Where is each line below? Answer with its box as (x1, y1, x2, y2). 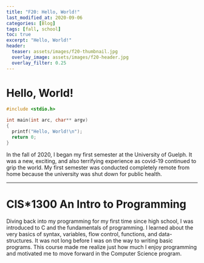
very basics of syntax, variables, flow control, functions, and (6, 230, 158, 237)
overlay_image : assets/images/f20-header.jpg (12, 54, 129, 60)
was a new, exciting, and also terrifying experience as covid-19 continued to (6, 157, 197, 164)
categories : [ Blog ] (6, 20, 56, 26)
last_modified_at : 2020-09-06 (6, 15, 83, 21)
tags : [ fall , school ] (6, 26, 61, 32)
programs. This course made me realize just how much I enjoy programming (6, 243, 197, 250)
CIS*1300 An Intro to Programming (6, 197, 186, 211)
